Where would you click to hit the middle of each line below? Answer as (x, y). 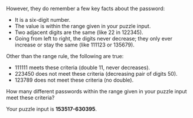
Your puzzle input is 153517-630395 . (52, 109)
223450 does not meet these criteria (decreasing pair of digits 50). (96, 74)
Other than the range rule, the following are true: (65, 56)
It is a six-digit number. (42, 20)
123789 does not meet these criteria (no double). (74, 80)
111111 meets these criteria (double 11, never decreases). (82, 68)
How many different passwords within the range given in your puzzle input (97, 91)
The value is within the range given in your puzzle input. (83, 26)
